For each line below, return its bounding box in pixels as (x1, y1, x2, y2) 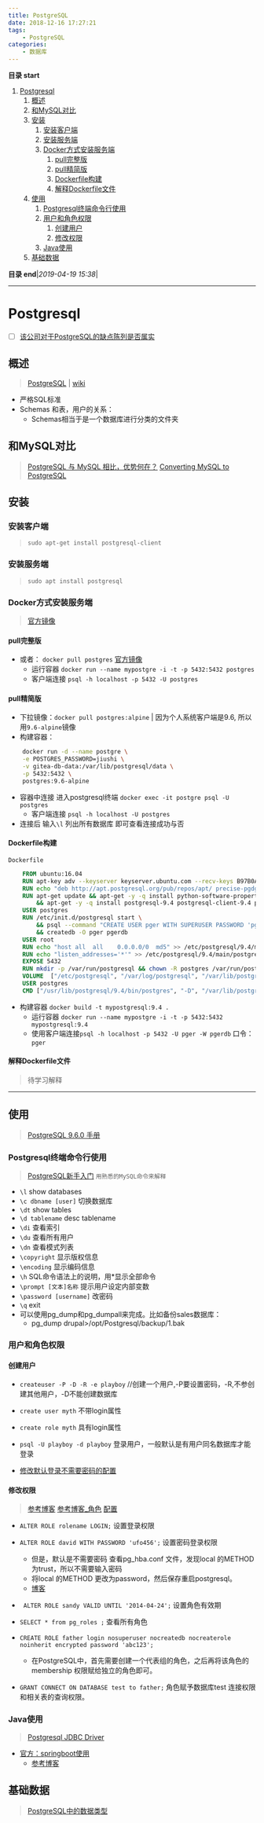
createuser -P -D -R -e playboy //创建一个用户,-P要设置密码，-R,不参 (19, 1380, 248, 1389)
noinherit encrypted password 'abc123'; (19, 1641, 154, 1649)
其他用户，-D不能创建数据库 (26, 1389, 118, 1399)
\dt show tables (19, 1205, 72, 1215)
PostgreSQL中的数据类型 (27, 1806, 108, 1815)
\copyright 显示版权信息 (19, 1253, 99, 1262)
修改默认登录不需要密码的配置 (19, 1466, 116, 1476)
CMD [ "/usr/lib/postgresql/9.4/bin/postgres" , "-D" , (22, 987, 199, 995)
